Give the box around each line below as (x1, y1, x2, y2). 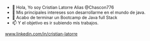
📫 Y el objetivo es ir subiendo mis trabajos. (12, 20, 99, 26)
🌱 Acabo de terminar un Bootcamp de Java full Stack (12, 15, 118, 20)
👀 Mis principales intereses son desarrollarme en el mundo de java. (12, 10, 146, 15)
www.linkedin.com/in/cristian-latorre (5, 31, 78, 37)
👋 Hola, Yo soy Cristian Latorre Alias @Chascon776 (12, 5, 114, 10)
